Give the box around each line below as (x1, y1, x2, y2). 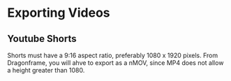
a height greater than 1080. (7, 66, 85, 74)
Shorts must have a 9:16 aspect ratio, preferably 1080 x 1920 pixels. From (7, 51, 218, 59)
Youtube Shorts (7, 33, 77, 45)
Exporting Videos (7, 5, 110, 21)
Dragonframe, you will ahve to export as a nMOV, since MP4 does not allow (7, 59, 224, 67)
